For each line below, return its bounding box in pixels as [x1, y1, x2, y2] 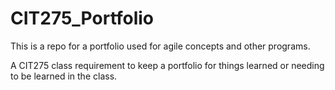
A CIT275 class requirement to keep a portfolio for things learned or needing [10, 59, 325, 71]
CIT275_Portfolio [10, 7, 155, 30]
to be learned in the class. [10, 70, 118, 82]
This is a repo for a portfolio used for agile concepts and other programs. [10, 40, 311, 52]
